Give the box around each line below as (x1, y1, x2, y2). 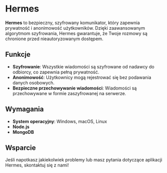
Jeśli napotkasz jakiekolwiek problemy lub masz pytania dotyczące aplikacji (5, 157, 162, 163)
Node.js (12, 124, 30, 130)
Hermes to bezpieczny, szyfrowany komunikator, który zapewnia (5, 20, 140, 26)
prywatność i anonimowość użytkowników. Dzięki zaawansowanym (5, 25, 145, 31)
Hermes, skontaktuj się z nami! (5, 162, 69, 168)
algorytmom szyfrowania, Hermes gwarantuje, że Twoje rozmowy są (5, 30, 147, 36)
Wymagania (5, 105, 44, 114)
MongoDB (12, 129, 34, 135)
